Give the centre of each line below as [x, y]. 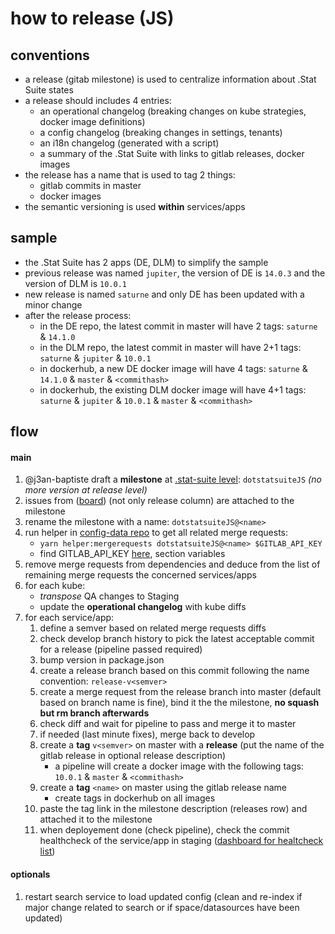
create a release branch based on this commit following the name [174, 671]
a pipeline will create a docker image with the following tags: [179, 766]
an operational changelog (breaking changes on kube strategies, [173, 111]
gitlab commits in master [90, 185]
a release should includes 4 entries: [98, 100]
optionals [30, 874]
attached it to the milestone [96, 819]
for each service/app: [69, 618]
